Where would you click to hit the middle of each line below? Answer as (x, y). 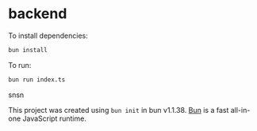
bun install (28, 50)
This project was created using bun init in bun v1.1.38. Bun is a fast (119, 110)
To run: (20, 65)
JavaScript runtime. (55, 118)
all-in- (240, 110)
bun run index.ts (37, 80)
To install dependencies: (48, 36)
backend (38, 14)
